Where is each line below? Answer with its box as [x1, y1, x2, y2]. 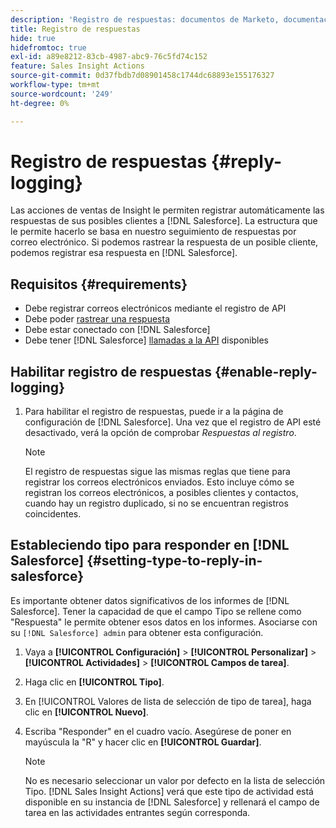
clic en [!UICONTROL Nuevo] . [24, 706, 149, 718]
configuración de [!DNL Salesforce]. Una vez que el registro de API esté [24, 416, 322, 428]
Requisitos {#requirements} [10, 276, 188, 293]
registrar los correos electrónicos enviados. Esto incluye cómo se [24, 476, 295, 488]
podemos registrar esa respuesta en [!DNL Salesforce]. [10, 247, 238, 259]
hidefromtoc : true [10, 42, 87, 53]
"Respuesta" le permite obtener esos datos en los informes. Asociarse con [10, 616, 318, 628]
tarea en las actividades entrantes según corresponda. [24, 806, 251, 818]
